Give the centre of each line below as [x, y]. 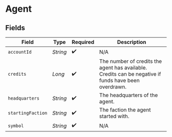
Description [132, 42]
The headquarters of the [128, 95]
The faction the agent [125, 110]
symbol [16, 125]
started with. [114, 116]
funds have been [119, 81]
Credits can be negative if [130, 74]
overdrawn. [113, 87]
